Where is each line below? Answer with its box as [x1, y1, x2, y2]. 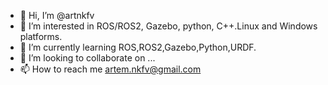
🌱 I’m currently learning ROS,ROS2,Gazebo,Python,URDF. [19, 41, 257, 53]
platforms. [19, 31, 63, 42]
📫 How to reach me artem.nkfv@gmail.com [19, 63, 202, 75]
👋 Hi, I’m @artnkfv [19, 10, 95, 21]
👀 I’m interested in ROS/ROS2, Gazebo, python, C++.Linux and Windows [19, 20, 318, 32]
